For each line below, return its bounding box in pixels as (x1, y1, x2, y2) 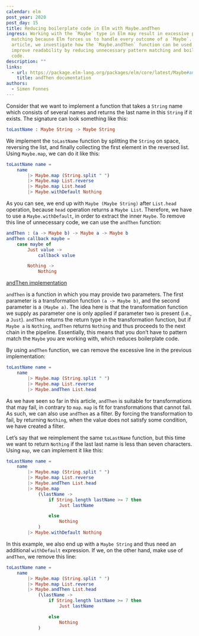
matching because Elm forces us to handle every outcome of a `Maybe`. (11, 36, 192, 42)
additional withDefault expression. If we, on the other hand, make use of (6, 546, 184, 553)
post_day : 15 (6, 20, 38, 26)
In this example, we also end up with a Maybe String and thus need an (6, 540, 176, 547)
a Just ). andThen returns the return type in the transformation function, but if (6, 316, 191, 323)
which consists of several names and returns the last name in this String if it (6, 108, 192, 116)
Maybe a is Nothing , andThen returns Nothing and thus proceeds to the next (6, 322, 185, 330)
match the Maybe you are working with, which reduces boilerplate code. (6, 335, 179, 342)
